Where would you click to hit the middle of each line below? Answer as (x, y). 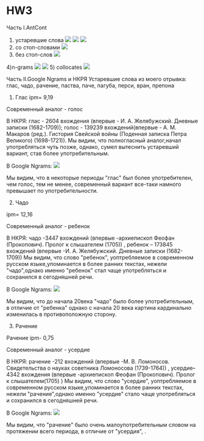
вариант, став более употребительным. (58, 153)
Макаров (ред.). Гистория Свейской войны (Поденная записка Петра (97, 134)
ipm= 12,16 (19, 214)
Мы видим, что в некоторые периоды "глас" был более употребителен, (100, 177)
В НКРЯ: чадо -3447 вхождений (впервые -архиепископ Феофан (90, 238)
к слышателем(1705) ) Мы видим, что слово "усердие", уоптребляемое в (101, 381)
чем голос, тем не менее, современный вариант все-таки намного (94, 184)
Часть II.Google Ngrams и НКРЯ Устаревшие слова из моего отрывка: (97, 79)
